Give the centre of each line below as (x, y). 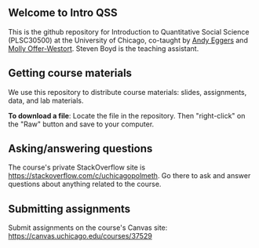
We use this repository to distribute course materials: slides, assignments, (128, 92)
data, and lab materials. (46, 100)
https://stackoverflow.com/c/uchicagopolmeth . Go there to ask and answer (129, 176)
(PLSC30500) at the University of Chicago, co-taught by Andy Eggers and (128, 40)
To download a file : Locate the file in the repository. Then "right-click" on (127, 115)
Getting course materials (70, 73)
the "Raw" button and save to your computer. (81, 124)
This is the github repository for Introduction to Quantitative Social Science (129, 31)
